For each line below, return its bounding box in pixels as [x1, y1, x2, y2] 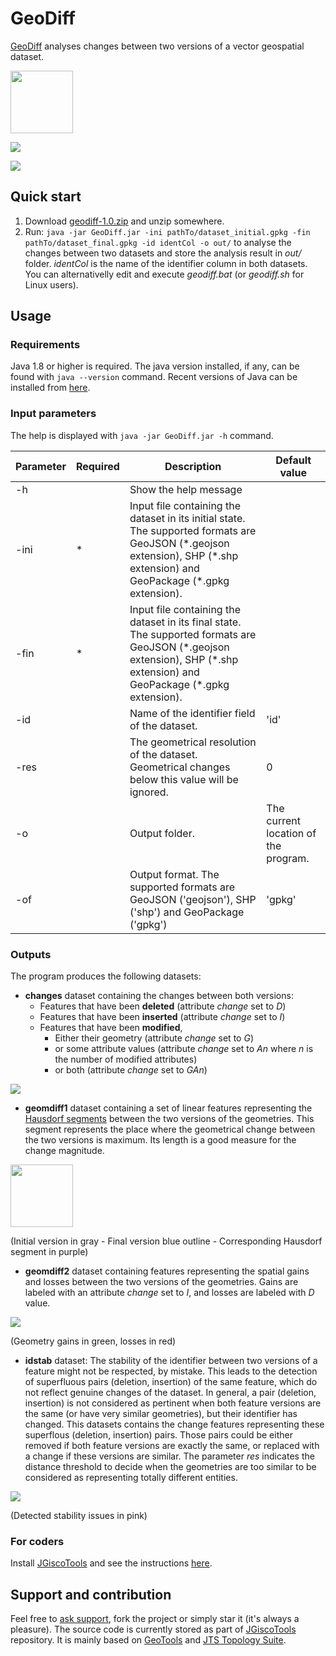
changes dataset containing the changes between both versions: [24, 990, 294, 1002]
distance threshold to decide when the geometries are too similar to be [24, 1461, 317, 1473]
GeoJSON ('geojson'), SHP [129, 892, 257, 906]
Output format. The [129, 867, 220, 881]
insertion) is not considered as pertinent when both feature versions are [24, 1397, 322, 1409]
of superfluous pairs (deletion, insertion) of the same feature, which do [24, 1376, 318, 1388]
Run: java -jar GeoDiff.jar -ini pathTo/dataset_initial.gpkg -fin [24, 225, 311, 237]
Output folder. [129, 826, 195, 840]
